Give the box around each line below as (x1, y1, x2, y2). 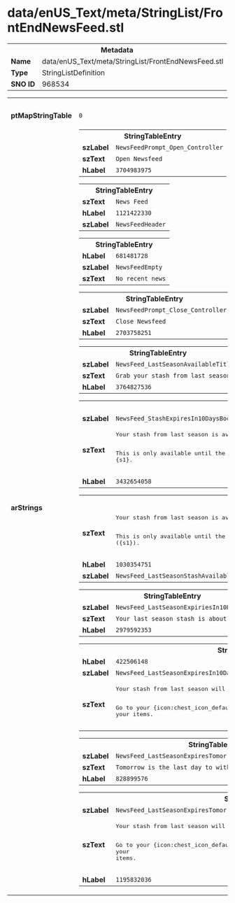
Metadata (100, 45, 134, 55)
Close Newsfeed (115, 317, 166, 325)
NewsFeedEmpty (115, 263, 163, 271)
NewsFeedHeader (115, 220, 166, 228)
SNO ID (10, 79, 36, 89)
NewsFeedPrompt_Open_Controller (115, 143, 224, 151)
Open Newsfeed (115, 155, 163, 162)
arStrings (10, 503, 43, 513)
